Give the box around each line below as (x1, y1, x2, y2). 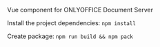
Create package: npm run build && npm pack (7, 32, 133, 40)
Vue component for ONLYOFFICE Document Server (7, 6, 154, 14)
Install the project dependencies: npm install (7, 19, 137, 27)
